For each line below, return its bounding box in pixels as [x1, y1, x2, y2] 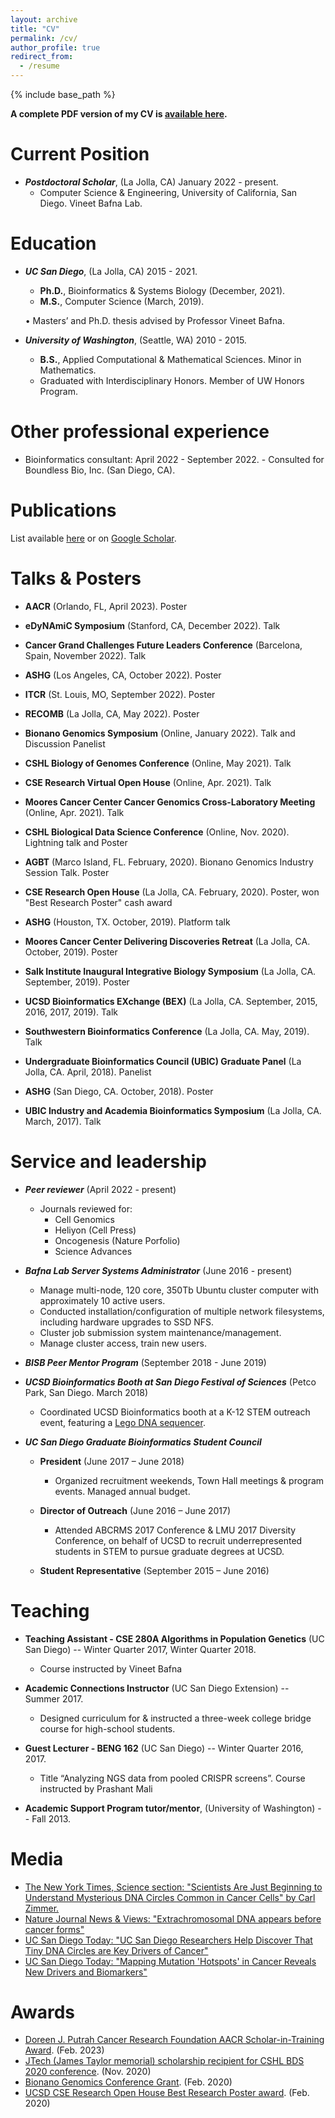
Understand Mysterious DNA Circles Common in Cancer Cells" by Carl [24, 1891, 316, 1903]
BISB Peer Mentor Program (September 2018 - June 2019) [24, 1356, 267, 1368]
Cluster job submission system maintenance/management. [39, 1326, 282, 1338]
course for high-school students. [39, 1722, 176, 1735]
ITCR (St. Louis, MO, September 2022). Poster [24, 688, 216, 700]
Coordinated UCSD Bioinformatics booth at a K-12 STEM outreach [39, 1406, 311, 1418]
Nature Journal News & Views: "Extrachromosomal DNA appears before [24, 1912, 322, 1925]
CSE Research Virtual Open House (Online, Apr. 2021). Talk [24, 776, 272, 788]
